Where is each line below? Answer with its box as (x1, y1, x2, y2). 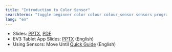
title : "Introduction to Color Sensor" (5, 7, 91, 13)
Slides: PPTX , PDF (12, 31, 52, 37)
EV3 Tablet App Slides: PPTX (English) (12, 36, 94, 42)
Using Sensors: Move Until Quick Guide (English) (12, 41, 116, 47)
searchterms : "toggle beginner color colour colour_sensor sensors (5, 12, 153, 17)
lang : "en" (5, 17, 29, 22)
